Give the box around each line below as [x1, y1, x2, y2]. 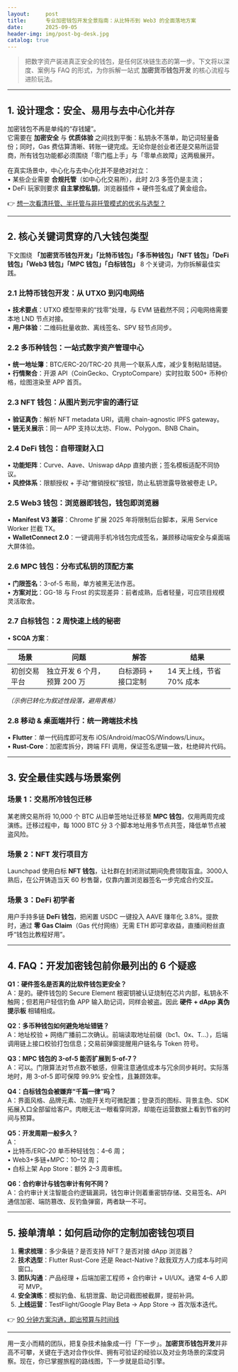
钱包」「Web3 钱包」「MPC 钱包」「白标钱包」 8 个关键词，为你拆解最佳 [7, 260, 215, 268]
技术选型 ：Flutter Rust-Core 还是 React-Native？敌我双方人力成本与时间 [17, 1256, 228, 1264]
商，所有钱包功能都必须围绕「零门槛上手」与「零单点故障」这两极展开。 [7, 150, 218, 160]
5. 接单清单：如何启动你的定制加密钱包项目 [7, 1226, 195, 1239]
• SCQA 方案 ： [7, 633, 51, 642]
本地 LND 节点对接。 [7, 314, 67, 323]
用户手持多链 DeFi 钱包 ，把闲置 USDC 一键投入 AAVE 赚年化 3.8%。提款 [7, 913, 219, 921]
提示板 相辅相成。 [7, 1006, 59, 1015]
